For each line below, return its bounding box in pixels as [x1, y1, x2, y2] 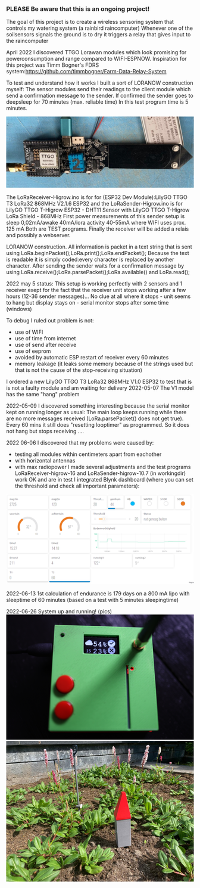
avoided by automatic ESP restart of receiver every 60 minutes [14, 354, 169, 361]
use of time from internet [14, 335, 76, 342]
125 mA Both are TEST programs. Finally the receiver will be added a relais [6, 225, 189, 232]
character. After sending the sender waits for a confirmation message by [6, 262, 185, 269]
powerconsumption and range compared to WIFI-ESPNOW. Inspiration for [6, 55, 187, 63]
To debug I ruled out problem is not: [6, 317, 94, 324]
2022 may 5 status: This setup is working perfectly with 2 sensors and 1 [6, 280, 183, 287]
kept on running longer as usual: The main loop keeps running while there [6, 409, 187, 416]
